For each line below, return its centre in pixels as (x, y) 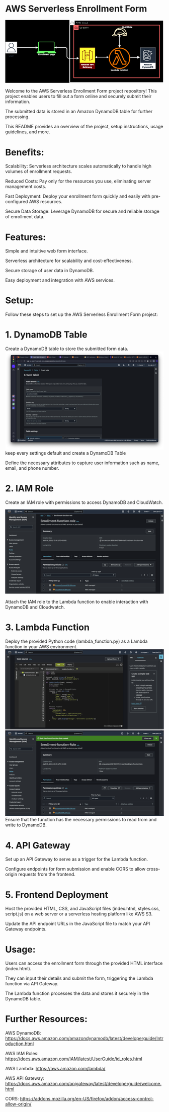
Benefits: (25, 152)
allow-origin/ (18, 1104)
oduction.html (20, 1044)
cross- (153, 869)
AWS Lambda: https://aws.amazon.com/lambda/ (55, 1069)
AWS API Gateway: (25, 1078)
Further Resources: (47, 1019)
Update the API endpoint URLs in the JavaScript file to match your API (78, 924)
